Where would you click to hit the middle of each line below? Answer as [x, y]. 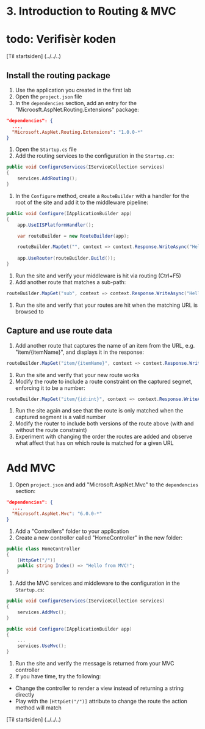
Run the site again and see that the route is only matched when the [99, 411]
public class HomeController [43, 549]
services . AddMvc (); [42, 612]
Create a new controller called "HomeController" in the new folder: [99, 537]
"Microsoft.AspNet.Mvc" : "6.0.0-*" [57, 514]
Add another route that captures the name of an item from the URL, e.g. [105, 345]
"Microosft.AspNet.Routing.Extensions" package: [77, 109]
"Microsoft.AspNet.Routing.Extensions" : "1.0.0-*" [77, 132]
